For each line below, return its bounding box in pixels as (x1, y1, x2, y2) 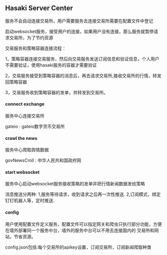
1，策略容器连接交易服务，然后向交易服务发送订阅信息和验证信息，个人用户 (5, 56, 160, 62)
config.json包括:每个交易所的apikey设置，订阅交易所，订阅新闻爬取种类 (5, 244, 152, 250)
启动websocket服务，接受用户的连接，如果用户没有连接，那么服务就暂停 (5, 28, 154, 34)
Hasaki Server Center (5, 4, 73, 12)
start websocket (5, 169, 40, 175)
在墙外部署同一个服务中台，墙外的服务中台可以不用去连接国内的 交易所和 (5, 227, 155, 233)
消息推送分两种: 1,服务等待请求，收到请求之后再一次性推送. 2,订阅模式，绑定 (5, 191, 161, 197)
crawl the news (5, 135, 38, 141)
